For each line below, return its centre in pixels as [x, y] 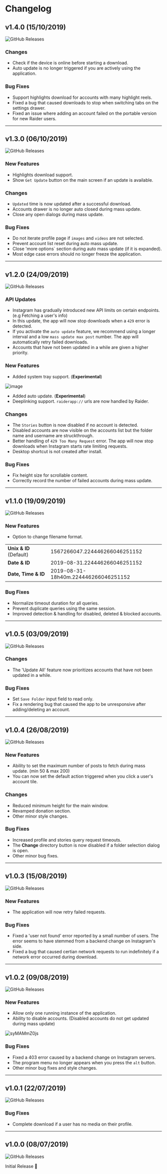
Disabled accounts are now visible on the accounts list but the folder [83, 430]
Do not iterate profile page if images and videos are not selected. [78, 238]
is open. [20, 850]
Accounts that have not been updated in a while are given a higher [80, 347]
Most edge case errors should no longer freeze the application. [77, 254]
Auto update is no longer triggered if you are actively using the [76, 68]
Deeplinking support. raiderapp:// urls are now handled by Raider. [81, 401]
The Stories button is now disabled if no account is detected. [75, 425]
